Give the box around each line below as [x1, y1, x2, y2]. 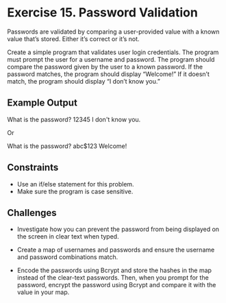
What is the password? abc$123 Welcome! [7, 142, 127, 150]
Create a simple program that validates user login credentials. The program [7, 48, 219, 56]
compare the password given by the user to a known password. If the [7, 62, 203, 71]
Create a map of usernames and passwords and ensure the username [16, 245, 215, 254]
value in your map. [16, 288, 70, 296]
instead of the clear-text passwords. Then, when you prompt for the [16, 274, 209, 282]
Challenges [7, 207, 57, 219]
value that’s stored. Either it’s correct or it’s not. [7, 34, 140, 43]
